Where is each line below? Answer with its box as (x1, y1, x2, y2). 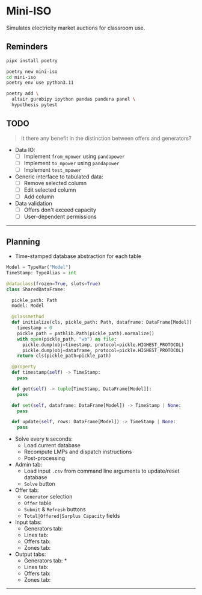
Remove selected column (23, 179, 87, 186)
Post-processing (23, 455, 66, 462)
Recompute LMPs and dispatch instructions (23, 448, 132, 456)
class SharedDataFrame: (6, 286, 66, 292)
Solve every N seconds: (14, 435, 73, 442)
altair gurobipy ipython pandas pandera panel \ (11, 96, 136, 102)
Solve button (23, 480, 55, 488)
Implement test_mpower (23, 166, 82, 173)
